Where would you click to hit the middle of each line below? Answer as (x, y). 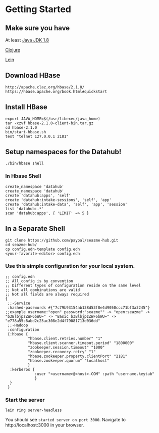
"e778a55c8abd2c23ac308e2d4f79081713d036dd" (53, 321)
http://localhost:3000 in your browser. (45, 425)
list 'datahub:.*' (24, 209)
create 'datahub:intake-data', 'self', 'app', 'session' (66, 204)
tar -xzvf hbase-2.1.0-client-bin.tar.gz (49, 123)
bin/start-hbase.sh (26, 132)
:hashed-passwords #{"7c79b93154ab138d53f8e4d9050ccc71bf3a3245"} (79, 307)
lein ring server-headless (34, 410)
